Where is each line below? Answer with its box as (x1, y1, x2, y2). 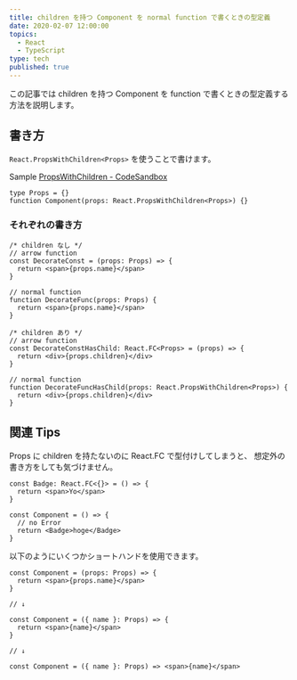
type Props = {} (9, 188, 69, 197)
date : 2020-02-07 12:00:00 (9, 21, 109, 30)
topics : (9, 29, 38, 38)
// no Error (17, 518, 62, 527)
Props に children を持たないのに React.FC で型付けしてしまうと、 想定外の (9, 450, 286, 461)
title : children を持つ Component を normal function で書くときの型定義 (9, 12, 271, 22)
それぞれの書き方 (9, 218, 83, 231)
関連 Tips (9, 425, 60, 440)
